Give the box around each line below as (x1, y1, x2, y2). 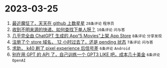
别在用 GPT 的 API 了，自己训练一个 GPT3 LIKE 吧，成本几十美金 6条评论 (12, 51, 160, 57)
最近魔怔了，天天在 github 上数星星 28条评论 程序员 (12, 20, 114, 26)
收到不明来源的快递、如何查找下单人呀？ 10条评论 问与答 (12, 26, 125, 32)
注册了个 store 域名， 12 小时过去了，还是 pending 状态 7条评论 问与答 (12, 38, 153, 45)
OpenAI (12, 58, 26, 63)
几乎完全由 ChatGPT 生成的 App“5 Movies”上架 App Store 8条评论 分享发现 (12, 32, 162, 38)
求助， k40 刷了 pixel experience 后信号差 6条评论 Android (12, 45, 130, 51)
